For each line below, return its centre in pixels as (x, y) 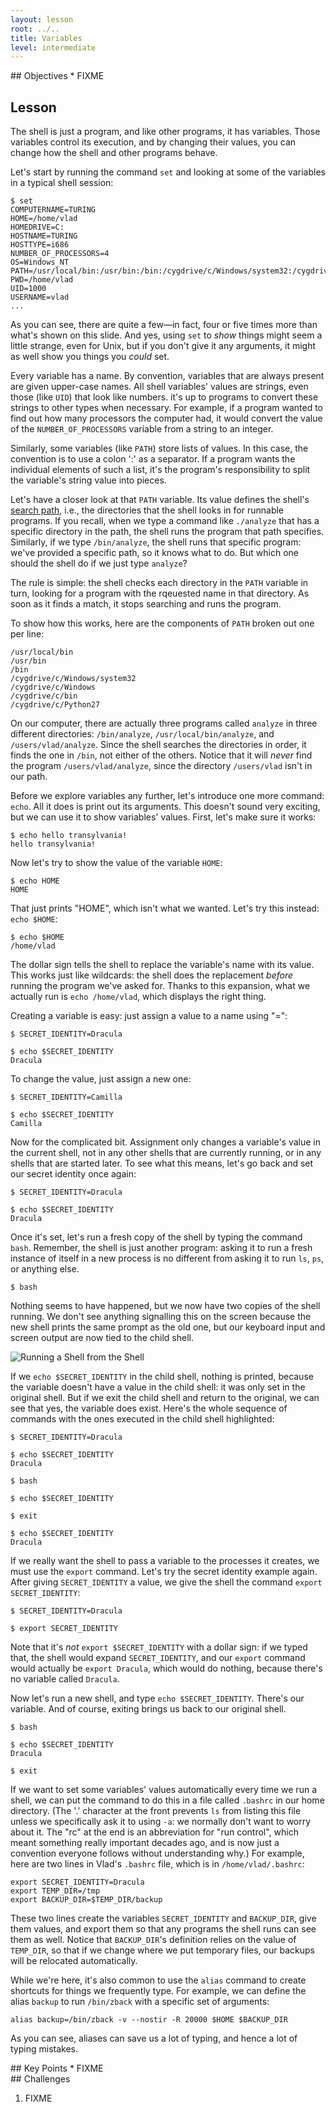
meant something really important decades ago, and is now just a (145, 1843)
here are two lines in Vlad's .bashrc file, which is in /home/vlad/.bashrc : (157, 1864)
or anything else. (45, 1269)
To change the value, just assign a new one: (101, 1079)
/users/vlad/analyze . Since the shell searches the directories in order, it (158, 745)
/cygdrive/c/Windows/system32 (73, 679)
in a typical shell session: (62, 183)
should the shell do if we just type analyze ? (99, 563)
